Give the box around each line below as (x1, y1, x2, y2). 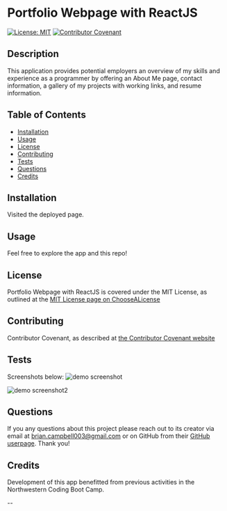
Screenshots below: (7, 372, 65, 381)
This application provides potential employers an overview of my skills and (7, 66, 220, 74)
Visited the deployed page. (7, 210, 85, 219)
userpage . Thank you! (7, 439, 70, 448)
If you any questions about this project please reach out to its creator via (7, 425, 215, 433)
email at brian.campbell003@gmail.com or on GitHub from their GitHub (7, 432, 210, 440)
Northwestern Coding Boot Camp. (7, 485, 105, 494)
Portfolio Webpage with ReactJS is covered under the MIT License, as (7, 288, 208, 296)
